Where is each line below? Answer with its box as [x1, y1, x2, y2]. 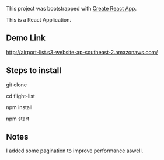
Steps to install [6, 65, 61, 75]
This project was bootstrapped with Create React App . [6, 5, 137, 12]
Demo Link [6, 33, 46, 43]
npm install [6, 103, 33, 110]
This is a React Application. [6, 16, 72, 23]
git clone [6, 81, 27, 88]
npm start [6, 115, 30, 122]
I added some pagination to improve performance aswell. [6, 147, 144, 154]
